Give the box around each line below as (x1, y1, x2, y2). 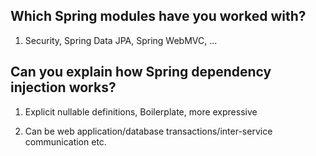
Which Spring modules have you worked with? (10, 8, 307, 25)
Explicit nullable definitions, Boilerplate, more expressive (24, 105, 258, 118)
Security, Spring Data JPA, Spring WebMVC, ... (24, 34, 218, 46)
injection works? (10, 79, 117, 96)
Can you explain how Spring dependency (10, 64, 272, 81)
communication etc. (24, 135, 107, 148)
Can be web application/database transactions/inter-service (24, 125, 273, 137)
